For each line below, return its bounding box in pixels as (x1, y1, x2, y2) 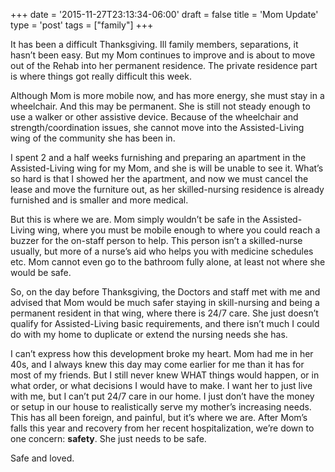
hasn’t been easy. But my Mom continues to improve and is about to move (10, 49, 316, 61)
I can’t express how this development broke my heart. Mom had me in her (10, 348, 314, 359)
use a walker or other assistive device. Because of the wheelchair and (10, 111, 299, 123)
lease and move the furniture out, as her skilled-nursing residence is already (10, 184, 325, 195)
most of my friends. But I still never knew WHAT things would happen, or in (10, 369, 320, 381)
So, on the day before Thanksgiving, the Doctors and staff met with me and (10, 286, 321, 298)
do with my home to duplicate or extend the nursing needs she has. (10, 329, 288, 340)
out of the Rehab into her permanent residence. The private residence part (10, 60, 318, 71)
